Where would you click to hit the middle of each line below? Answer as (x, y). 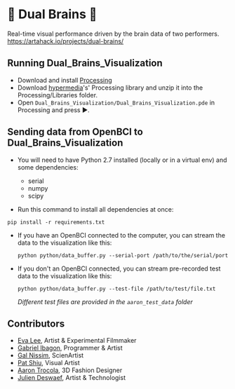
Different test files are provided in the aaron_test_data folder (105, 301)
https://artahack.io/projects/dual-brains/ (66, 41)
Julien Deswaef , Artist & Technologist (72, 378)
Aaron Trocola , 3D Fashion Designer (70, 370)
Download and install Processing (65, 80)
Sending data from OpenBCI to (75, 132)
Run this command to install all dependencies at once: (95, 209)
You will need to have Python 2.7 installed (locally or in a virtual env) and (122, 160)
